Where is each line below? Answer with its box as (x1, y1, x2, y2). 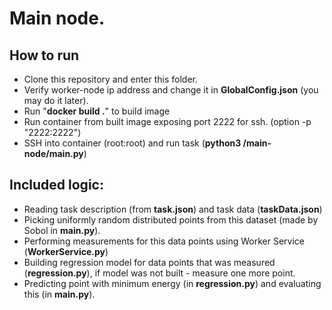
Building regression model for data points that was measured (23, 256, 276, 268)
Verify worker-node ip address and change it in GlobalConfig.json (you (23, 84, 319, 96)
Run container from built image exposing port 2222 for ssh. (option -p (23, 116, 312, 127)
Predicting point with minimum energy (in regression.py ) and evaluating (23, 277, 322, 289)
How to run (9, 47, 80, 64)
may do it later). (23, 95, 89, 106)
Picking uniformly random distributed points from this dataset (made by (23, 213, 319, 226)
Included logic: (9, 177, 104, 194)
